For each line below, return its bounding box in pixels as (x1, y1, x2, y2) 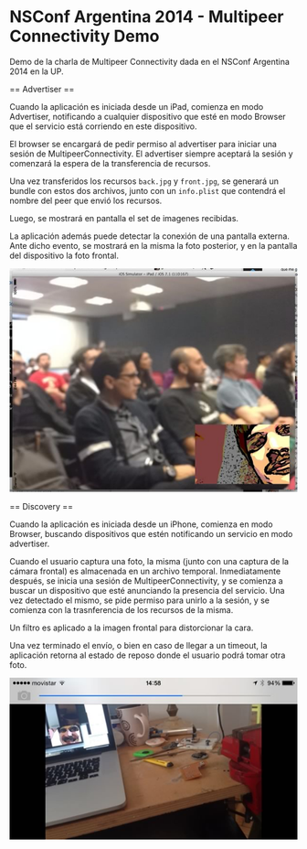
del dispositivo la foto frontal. (9, 250, 120, 261)
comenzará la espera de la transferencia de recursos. (9, 157, 211, 168)
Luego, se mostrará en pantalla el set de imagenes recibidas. (9, 212, 239, 223)
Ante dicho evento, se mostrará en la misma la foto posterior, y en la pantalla (9, 240, 298, 251)
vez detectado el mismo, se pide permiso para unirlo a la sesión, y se (9, 595, 270, 606)
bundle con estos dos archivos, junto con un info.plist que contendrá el (9, 185, 286, 196)
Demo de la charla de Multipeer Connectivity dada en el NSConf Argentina (9, 56, 291, 67)
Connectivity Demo (9, 26, 160, 47)
